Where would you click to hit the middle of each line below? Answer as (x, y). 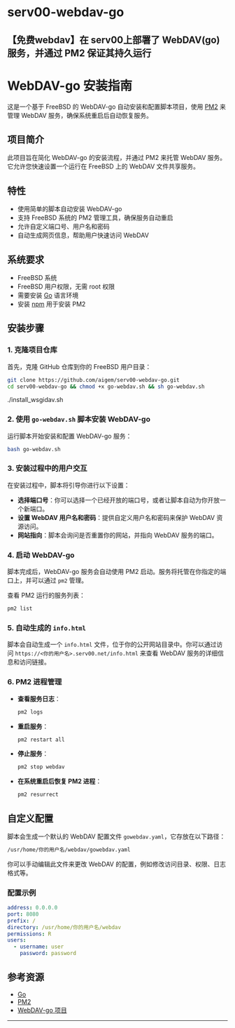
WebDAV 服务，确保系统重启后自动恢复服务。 (86, 115)
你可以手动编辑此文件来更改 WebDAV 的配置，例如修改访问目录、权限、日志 (116, 864)
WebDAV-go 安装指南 (70, 86)
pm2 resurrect (38, 795)
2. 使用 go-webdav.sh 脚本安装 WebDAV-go (79, 420)
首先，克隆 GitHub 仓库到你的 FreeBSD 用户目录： (79, 366)
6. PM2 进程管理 (35, 682)
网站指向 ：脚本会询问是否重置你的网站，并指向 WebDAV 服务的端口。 (117, 535)
